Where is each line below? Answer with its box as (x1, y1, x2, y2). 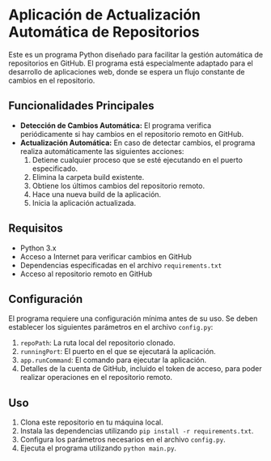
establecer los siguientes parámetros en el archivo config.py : (8, 322, 214, 332)
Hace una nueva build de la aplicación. (32, 189, 162, 199)
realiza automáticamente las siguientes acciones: (19, 146, 184, 156)
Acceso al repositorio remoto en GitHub (19, 269, 153, 279)
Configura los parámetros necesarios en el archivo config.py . (19, 435, 226, 445)
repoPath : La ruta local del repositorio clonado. (19, 338, 176, 348)
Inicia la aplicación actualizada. (32, 198, 137, 207)
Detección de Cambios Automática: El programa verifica (19, 120, 212, 130)
